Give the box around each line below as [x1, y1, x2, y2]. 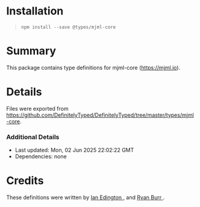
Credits [6, 174, 44, 188]
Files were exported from [6, 105, 69, 112]
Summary [6, 44, 56, 58]
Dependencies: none [14, 153, 67, 160]
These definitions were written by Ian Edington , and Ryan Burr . [6, 194, 164, 201]
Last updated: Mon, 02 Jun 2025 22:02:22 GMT [14, 146, 134, 154]
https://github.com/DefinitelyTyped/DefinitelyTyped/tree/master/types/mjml [6, 111, 194, 119]
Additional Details [6, 132, 60, 141]
